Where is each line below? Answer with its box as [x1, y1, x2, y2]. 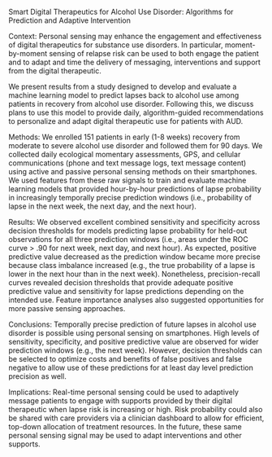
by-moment [8, 49, 47, 58]
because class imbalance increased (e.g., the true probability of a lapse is [8, 261, 256, 270]
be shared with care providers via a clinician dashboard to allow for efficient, [8, 413, 265, 423]
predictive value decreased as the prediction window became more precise [8, 252, 261, 261]
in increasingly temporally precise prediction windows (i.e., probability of [8, 193, 252, 202]
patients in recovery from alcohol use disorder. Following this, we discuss [8, 99, 254, 108]
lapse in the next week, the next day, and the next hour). [8, 201, 197, 211]
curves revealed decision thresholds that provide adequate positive [8, 278, 234, 288]
